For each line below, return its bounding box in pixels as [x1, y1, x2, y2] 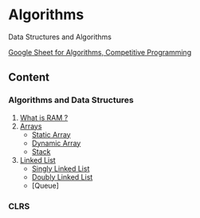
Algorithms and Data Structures [8, 94, 134, 105]
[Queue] [31, 180, 60, 190]
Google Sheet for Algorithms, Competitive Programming [8, 47, 192, 57]
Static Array [31, 129, 71, 139]
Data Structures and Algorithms [8, 32, 112, 42]
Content [8, 70, 50, 85]
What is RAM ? [19, 113, 69, 122]
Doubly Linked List [31, 172, 93, 181]
